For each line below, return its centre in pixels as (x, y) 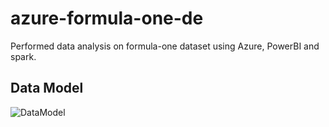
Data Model (47, 88)
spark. (23, 56)
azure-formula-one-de (107, 18)
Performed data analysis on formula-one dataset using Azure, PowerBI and (165, 46)
